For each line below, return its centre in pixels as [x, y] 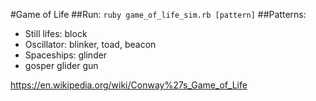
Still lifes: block [56, 33]
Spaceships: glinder [66, 55]
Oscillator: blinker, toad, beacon [90, 44]
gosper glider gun [61, 65]
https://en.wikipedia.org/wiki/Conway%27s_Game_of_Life [129, 85]
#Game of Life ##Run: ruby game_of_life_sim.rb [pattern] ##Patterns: [158, 14]
